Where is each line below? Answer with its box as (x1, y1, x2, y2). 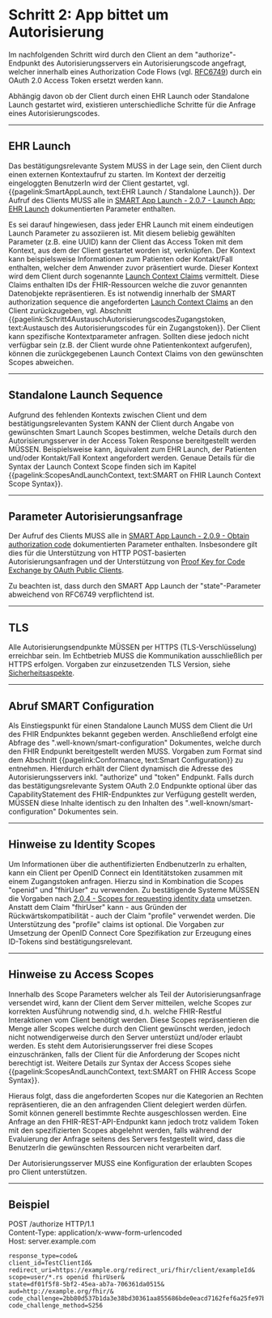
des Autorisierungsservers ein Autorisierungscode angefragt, (41, 58, 247, 68)
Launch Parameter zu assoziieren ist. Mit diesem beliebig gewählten (8, 228, 236, 238)
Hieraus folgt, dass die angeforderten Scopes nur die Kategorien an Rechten (8, 1091, 264, 1100)
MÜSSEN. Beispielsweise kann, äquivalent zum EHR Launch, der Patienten (8, 444, 257, 454)
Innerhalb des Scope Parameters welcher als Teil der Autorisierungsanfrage (8, 989, 261, 999)
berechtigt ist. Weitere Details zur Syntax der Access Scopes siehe (8, 1058, 232, 1068)
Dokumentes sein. (57, 807, 119, 816)
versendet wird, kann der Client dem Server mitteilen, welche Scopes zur (8, 997, 253, 1007)
